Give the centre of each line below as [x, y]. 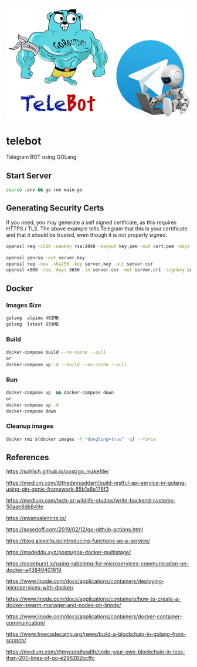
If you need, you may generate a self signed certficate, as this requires [91, 222]
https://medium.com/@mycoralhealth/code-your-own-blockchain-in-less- [96, 652]
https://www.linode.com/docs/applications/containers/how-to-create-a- [93, 599]
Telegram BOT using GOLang [41, 157]
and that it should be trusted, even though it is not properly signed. [87, 234]
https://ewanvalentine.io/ [36, 518]
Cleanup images [30, 426]
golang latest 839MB [33, 324]
